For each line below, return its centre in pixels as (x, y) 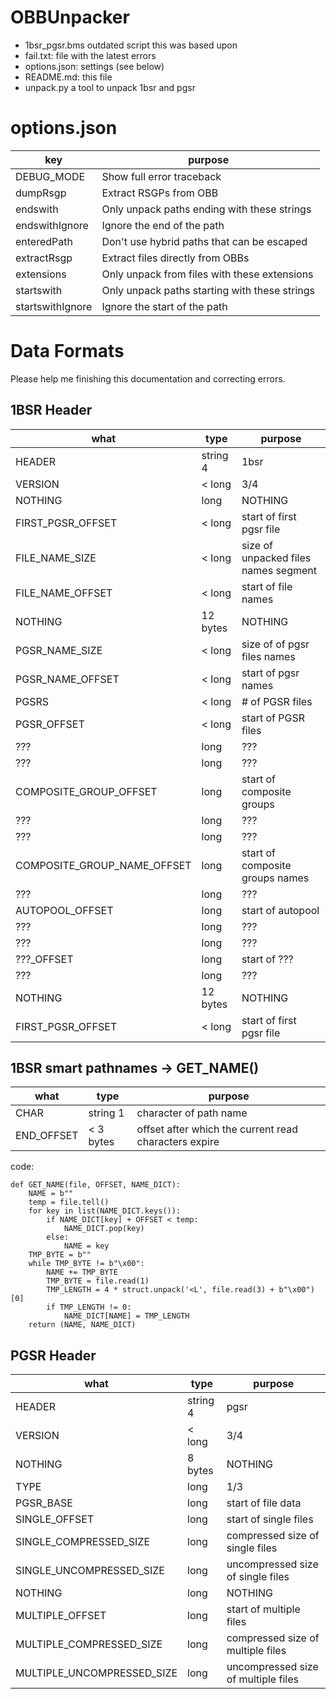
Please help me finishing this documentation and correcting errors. (148, 378)
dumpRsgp (41, 193)
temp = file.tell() (69, 1202)
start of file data (264, 1503)
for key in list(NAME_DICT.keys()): (105, 1211)
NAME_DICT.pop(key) (104, 1229)
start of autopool (280, 910)
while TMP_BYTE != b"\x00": (86, 1264)
